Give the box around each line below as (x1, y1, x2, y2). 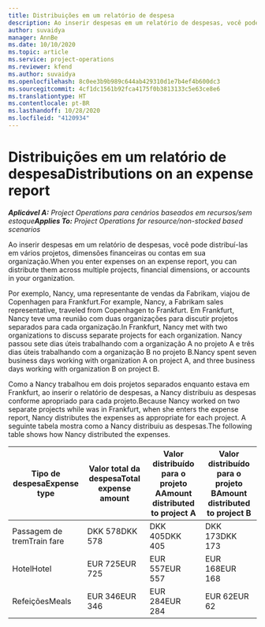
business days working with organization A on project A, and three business (8, 356, 256, 365)
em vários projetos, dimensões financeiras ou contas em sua (8, 248, 207, 257)
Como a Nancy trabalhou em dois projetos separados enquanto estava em (8, 379, 250, 389)
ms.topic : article (8, 48, 69, 56)
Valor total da (88, 463, 140, 474)
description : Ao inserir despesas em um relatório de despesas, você (8, 19, 242, 27)
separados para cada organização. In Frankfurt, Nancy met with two (8, 322, 228, 331)
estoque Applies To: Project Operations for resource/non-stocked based (8, 216, 243, 226)
